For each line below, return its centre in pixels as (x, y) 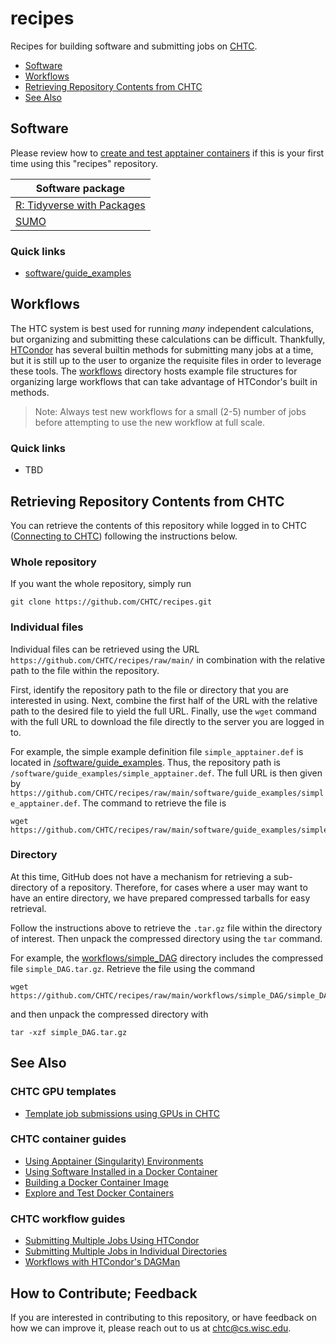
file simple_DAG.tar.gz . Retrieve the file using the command (133, 968)
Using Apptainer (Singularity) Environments (114, 1161)
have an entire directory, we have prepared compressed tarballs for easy (160, 898)
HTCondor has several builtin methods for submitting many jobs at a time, (162, 349)
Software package (80, 188)
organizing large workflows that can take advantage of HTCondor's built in (164, 381)
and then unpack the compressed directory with (109, 1014)
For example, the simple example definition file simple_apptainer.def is (157, 751)
